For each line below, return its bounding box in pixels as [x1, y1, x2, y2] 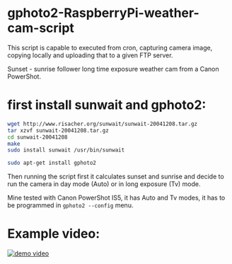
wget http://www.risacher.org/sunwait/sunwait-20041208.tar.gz [7, 120, 198, 127]
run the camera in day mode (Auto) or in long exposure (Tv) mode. [7, 180, 201, 188]
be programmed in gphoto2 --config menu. [7, 201, 134, 210]
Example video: [7, 226, 100, 242]
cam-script [7, 20, 74, 36]
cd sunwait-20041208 [7, 133, 69, 141]
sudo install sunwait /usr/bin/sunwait [7, 147, 125, 154]
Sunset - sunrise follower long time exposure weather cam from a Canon [7, 64, 219, 73]
